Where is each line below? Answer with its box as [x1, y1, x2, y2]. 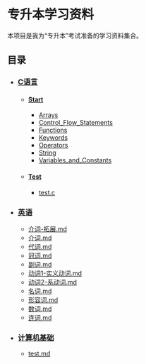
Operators [38, 141, 68, 150]
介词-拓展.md [28, 224, 67, 233]
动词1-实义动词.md [28, 269, 83, 277]
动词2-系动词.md [28, 277, 78, 286]
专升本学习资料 [7, 6, 95, 23]
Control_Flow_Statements [38, 118, 113, 127]
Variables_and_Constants [38, 156, 112, 165]
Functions [38, 126, 68, 135]
